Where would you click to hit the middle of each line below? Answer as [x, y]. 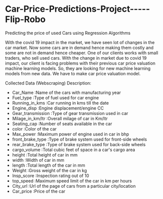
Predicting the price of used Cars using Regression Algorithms [68, 33]
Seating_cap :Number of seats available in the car [62, 124]
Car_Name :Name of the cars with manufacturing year [66, 92]
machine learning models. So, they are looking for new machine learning [78, 68]
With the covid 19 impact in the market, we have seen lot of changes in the [80, 42]
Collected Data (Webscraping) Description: [48, 83]
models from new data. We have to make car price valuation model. [73, 73]
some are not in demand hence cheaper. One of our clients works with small [82, 53]
